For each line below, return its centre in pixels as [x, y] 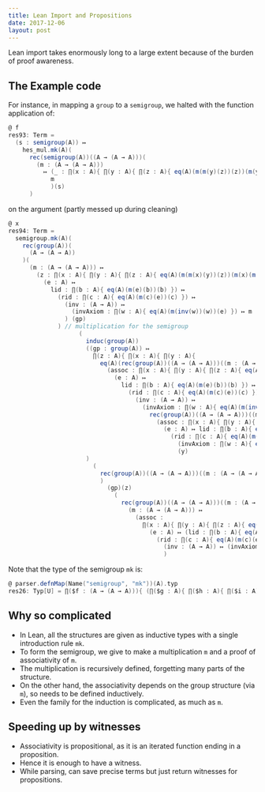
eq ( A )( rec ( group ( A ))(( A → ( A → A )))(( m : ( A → [178, 363]
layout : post [30, 30]
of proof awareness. [41, 61]
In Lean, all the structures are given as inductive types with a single [129, 635]
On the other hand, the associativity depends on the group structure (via [137, 685]
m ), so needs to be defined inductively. [82, 693]
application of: [32, 113]
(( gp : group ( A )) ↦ [118, 349]
